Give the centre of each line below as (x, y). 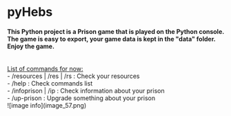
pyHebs (30, 12)
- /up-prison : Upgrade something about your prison (81, 98)
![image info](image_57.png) (47, 106)
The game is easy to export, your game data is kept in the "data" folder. (111, 39)
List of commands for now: (45, 69)
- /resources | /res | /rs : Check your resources (73, 76)
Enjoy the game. (31, 46)
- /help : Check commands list (50, 84)
